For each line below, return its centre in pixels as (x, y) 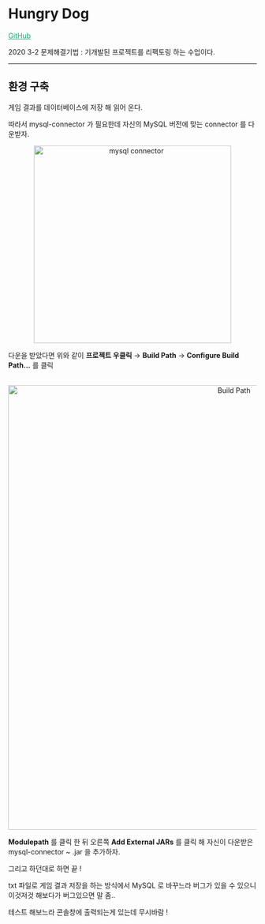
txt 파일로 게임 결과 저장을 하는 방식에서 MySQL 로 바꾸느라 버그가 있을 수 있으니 (132, 885)
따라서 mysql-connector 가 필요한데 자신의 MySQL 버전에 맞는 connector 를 (127, 124)
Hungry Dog (49, 14)
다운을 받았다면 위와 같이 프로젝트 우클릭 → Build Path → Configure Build (124, 355)
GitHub (20, 36)
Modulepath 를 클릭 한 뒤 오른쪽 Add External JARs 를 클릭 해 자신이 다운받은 (131, 842)
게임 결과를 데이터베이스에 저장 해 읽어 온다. (76, 107)
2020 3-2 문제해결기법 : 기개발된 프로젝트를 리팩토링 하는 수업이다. (112, 51)
